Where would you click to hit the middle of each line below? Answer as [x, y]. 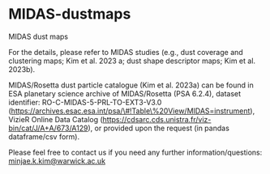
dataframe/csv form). [44, 136]
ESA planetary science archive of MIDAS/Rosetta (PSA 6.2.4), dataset [125, 93]
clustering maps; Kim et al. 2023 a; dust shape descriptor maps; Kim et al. [132, 61]
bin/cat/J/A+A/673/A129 [48, 128]
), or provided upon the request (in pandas [159, 128]
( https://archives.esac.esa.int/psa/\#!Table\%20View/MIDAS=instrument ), [132, 111]
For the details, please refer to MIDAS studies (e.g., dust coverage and [126, 52]
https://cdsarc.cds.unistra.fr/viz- [157, 119]
